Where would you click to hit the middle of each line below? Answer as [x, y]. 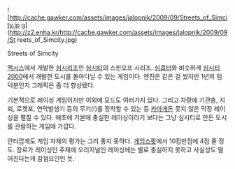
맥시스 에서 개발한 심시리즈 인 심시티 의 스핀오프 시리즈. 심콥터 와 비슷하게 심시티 [114, 68]
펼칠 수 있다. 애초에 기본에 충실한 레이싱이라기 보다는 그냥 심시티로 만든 [117, 117]
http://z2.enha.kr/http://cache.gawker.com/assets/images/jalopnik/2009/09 [119, 32]
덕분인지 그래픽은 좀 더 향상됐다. [51, 85]
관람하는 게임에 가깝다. [45, 126]
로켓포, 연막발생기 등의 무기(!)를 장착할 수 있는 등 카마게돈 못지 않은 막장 [114, 109]
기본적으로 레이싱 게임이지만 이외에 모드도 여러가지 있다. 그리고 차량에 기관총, [113, 100]
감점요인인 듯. [56, 159]
